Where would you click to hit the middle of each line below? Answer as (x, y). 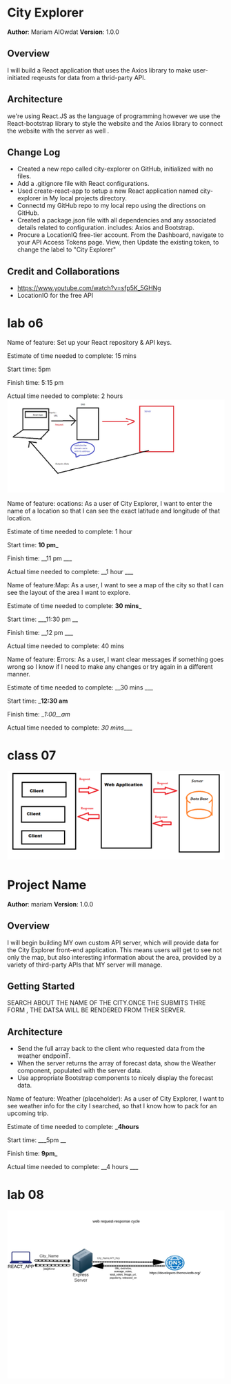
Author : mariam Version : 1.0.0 (50, 904)
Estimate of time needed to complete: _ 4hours (73, 1127)
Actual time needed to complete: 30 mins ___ (70, 728)
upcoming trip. (28, 1113)
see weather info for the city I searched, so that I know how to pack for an (112, 1106)
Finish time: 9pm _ (32, 1154)
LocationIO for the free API (55, 296)
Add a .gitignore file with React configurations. (83, 184)
